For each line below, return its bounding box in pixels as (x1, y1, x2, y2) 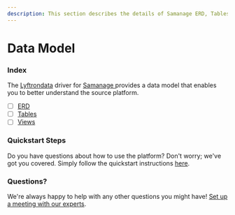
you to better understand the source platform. (7, 89, 139, 97)
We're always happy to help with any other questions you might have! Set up (7, 192, 228, 200)
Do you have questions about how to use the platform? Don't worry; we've (7, 151, 222, 160)
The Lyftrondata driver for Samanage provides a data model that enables (7, 81, 217, 89)
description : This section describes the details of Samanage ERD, (7, 10, 208, 17)
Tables (17, 110, 37, 119)
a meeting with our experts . (7, 200, 87, 208)
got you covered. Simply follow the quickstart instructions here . (7, 158, 190, 168)
